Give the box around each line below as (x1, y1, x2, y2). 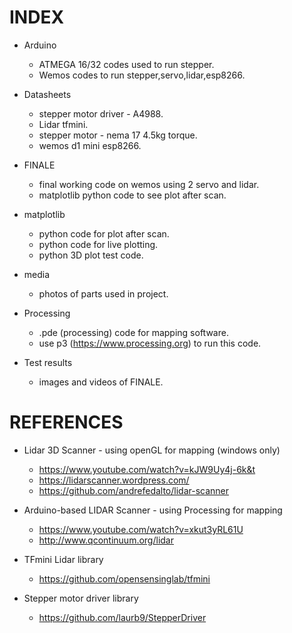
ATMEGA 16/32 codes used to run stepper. (38, 58, 215, 70)
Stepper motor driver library (23, 592, 139, 604)
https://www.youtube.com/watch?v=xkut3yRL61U (38, 523, 244, 535)
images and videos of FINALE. (38, 376, 164, 388)
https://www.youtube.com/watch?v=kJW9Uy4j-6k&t (38, 463, 256, 475)
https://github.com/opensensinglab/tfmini (38, 572, 211, 585)
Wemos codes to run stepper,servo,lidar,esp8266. (38, 69, 246, 81)
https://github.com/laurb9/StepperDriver (38, 611, 207, 623)
